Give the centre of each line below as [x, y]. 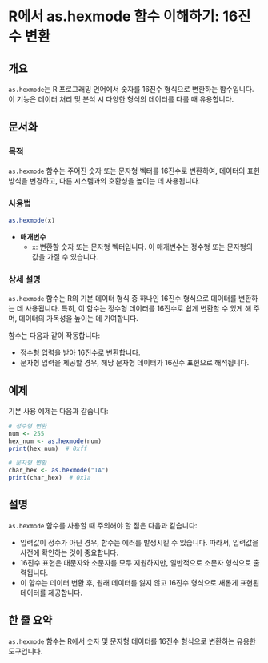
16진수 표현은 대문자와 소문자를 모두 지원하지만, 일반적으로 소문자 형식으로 [136, 562]
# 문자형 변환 [28, 463]
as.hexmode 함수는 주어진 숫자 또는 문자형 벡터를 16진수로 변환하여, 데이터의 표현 [134, 171]
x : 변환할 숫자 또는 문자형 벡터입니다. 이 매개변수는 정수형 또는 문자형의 [142, 247]
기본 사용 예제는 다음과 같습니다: [59, 411]
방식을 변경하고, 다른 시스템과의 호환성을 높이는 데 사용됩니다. [104, 180]
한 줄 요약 [30, 620]
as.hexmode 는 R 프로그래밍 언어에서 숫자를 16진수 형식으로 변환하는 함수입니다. [131, 89]
